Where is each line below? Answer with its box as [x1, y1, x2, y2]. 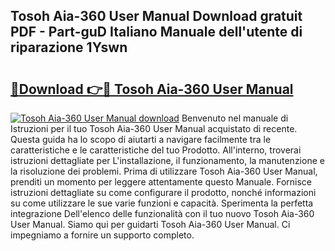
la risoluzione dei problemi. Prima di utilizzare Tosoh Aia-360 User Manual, [10, 165, 318, 177]
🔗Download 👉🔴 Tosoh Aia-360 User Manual [10, 80, 294, 98]
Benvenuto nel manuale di [181, 112, 289, 124]
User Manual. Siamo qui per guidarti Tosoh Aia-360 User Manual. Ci [10, 219, 291, 230]
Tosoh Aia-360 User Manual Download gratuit [10, 8, 303, 25]
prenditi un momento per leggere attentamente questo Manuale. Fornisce [10, 176, 312, 188]
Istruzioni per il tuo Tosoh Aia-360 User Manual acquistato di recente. [10, 123, 298, 134]
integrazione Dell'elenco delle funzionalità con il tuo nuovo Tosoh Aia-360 [10, 208, 315, 219]
